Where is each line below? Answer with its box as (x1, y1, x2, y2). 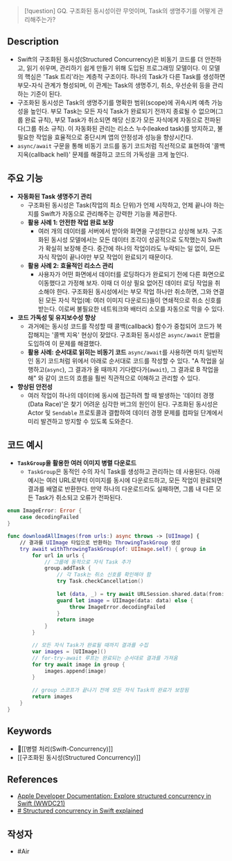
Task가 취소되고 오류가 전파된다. (35, 493, 123, 502)
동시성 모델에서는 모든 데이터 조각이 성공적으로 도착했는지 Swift (51, 235, 223, 244)
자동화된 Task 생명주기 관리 (17, 192, 92, 200)
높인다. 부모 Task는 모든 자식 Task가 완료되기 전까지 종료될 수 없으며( (30, 107, 218, 115)
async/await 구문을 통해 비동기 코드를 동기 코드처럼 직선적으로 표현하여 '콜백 (17, 141, 225, 149)
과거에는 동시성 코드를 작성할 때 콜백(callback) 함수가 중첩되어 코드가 (27, 322, 215, 330)
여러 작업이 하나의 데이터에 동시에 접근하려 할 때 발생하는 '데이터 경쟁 (27, 391, 215, 399)
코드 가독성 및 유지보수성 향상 (17, 313, 96, 321)
